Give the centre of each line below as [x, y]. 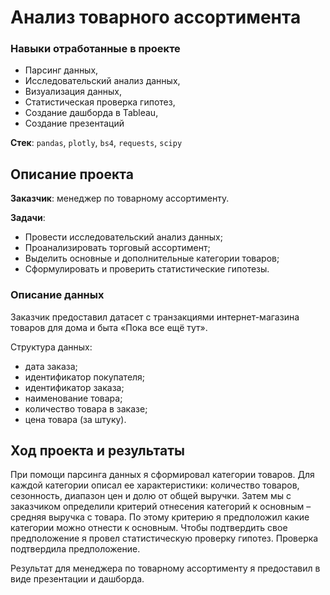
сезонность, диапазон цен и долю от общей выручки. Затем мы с [151, 496]
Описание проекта [72, 174]
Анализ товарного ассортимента [156, 17]
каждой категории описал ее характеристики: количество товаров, [155, 485]
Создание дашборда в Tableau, [91, 113]
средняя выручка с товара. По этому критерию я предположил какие [160, 517]
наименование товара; [73, 398]
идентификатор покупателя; [85, 377]
